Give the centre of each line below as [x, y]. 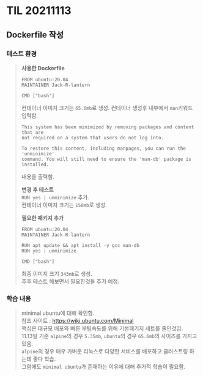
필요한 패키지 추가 [42, 218]
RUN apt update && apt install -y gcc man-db [80, 245]
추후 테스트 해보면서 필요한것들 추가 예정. [70, 281]
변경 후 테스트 [37, 190]
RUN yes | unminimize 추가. [55, 197]
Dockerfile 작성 [35, 35]
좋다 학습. [44, 359]
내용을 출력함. [38, 176]
